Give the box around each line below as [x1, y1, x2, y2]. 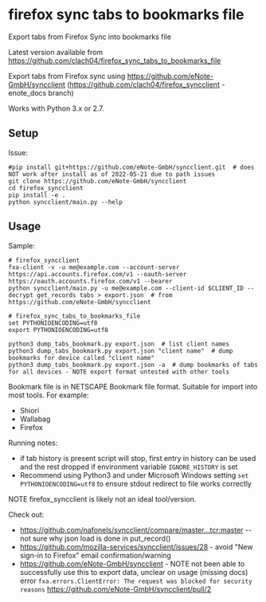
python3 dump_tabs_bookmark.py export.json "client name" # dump [8, 346, 233, 355]
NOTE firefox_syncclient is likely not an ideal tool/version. [8, 494, 197, 503]
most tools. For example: [8, 390, 89, 400]
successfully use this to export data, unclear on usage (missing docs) [19, 567, 248, 577]
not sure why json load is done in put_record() [19, 534, 171, 543]
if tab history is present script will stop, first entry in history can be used [19, 453, 256, 463]
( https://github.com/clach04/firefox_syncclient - [67, 80, 225, 89]
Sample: [8, 240, 36, 250]
